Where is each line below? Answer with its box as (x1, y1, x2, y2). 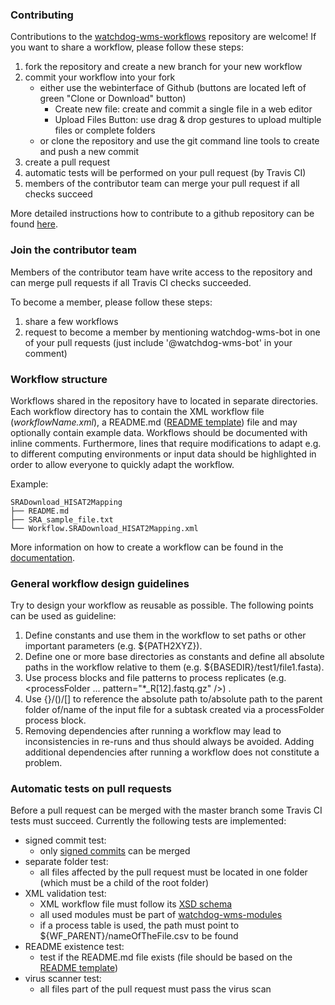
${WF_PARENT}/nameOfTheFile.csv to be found (39, 930, 239, 942)
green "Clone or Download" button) (39, 93, 187, 105)
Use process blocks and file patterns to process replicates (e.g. (24, 672, 287, 684)
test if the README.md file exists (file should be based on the (39, 951, 293, 963)
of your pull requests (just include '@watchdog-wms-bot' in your (24, 336, 293, 348)
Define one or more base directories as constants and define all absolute (24, 651, 325, 663)
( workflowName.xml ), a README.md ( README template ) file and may (10, 416, 298, 428)
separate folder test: (24, 856, 109, 868)
